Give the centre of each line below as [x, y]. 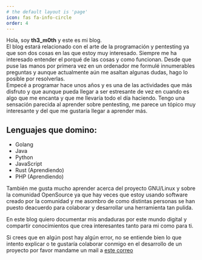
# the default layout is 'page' [47, 12]
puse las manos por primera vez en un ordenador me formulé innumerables [101, 66]
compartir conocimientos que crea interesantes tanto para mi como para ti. [100, 226]
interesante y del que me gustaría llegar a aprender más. [77, 111]
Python [24, 157]
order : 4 [17, 23]
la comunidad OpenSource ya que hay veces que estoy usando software [97, 195]
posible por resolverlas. [36, 79]
